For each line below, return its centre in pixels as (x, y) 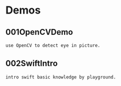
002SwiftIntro (32, 63)
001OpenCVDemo (39, 32)
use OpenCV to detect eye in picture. (53, 45)
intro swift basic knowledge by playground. (61, 77)
